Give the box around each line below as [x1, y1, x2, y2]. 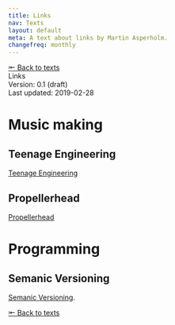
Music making [8, 116, 103, 134]
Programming [8, 240, 101, 258]
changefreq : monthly [8, 41, 77, 49]
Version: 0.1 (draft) [8, 80, 68, 90]
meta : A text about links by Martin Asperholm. [8, 33, 169, 42]
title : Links [8, 11, 51, 20]
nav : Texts [8, 19, 44, 27]
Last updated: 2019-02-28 [8, 88, 94, 97]
